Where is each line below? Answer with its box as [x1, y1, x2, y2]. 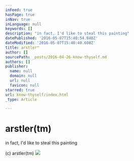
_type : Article [5, 97, 37, 102]
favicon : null [10, 83, 39, 88]
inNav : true [5, 17, 30, 22]
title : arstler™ [5, 45, 39, 50]
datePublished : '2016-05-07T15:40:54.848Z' [5, 36, 98, 41]
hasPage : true [5, 12, 35, 17]
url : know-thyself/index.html [5, 92, 69, 97]
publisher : [5, 64, 28, 69]
